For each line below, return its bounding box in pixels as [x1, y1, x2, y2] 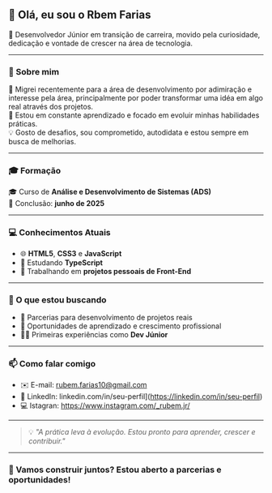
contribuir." [28, 436, 66, 446]
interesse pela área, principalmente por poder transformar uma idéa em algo [8, 93, 263, 103]
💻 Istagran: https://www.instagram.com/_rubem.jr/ [19, 401, 190, 410]
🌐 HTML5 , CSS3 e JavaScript [19, 248, 122, 258]
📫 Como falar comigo [8, 358, 96, 369]
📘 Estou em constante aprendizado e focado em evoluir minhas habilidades [8, 110, 260, 120]
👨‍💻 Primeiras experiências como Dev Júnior [19, 330, 168, 339]
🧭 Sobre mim [8, 66, 59, 77]
